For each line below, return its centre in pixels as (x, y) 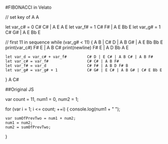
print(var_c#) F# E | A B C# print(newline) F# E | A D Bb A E (67, 47)
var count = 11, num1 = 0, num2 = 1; (42, 99)
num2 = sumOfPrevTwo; (28, 127)
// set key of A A (22, 17)
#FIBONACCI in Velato (28, 7)
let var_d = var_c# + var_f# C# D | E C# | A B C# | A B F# (79, 57)
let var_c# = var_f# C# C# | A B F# (62, 61)
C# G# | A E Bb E (23, 32)
